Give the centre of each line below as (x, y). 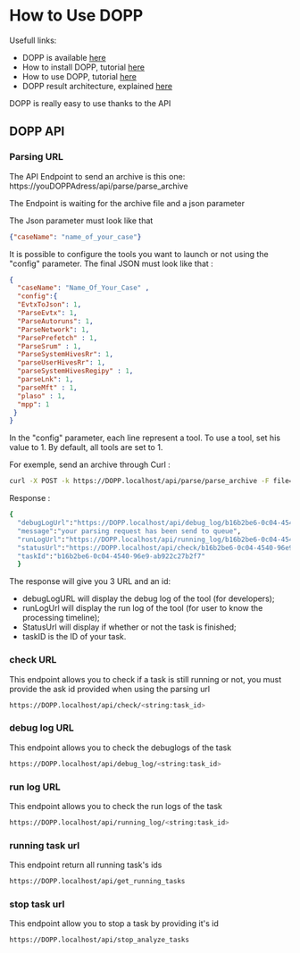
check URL (33, 660)
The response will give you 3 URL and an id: (90, 581)
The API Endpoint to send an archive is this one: (97, 176)
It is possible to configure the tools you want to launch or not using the (139, 254)
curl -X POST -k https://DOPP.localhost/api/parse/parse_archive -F (139, 481)
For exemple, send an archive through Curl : (90, 464)
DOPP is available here (64, 57)
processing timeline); (61, 618)
